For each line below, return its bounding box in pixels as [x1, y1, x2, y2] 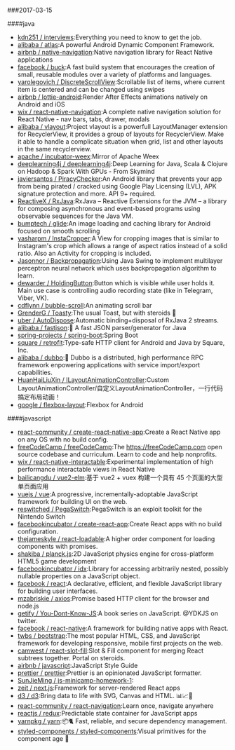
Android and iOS [17, 100, 65, 108]
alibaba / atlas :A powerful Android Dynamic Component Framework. [17, 41, 215, 48]
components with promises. [17, 543, 98, 550]
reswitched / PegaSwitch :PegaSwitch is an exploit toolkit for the [17, 505, 202, 513]
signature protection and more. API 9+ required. [17, 189, 156, 198]
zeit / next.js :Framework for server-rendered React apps [17, 683, 180, 692]
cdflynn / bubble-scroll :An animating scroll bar [17, 301, 152, 309]
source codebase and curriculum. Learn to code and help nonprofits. [17, 450, 217, 458]
